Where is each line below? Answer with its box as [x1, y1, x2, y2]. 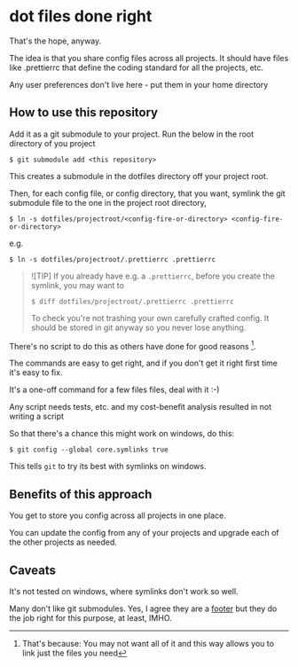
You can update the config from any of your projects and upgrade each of [9, 528, 279, 538]
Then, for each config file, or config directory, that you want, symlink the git [9, 188, 286, 199]
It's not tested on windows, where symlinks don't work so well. [9, 586, 239, 597]
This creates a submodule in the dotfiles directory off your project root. [9, 170, 269, 181]
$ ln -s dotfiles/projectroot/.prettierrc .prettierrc [9, 255, 216, 263]
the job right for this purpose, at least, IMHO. [9, 613, 173, 624]
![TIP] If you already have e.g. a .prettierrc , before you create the [30, 271, 275, 281]
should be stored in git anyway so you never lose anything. [30, 322, 247, 333]
